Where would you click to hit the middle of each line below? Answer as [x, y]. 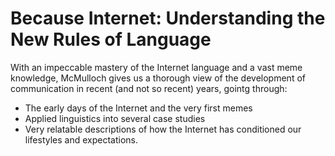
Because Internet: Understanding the [168, 18]
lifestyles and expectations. [81, 139]
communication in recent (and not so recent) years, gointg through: [149, 88]
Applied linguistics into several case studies [115, 118]
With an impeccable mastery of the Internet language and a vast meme [156, 67]
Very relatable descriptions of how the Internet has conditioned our [163, 129]
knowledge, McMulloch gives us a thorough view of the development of [158, 78]
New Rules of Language [111, 39]
